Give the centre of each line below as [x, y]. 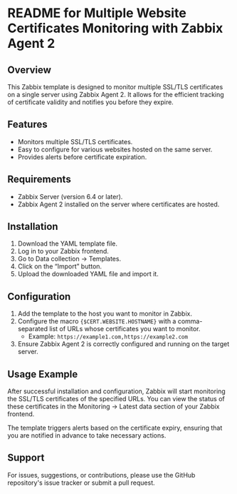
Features [27, 125]
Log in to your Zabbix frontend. [63, 251]
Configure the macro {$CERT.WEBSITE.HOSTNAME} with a [97, 321]
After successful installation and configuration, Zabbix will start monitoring [116, 391]
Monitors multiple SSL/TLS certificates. [75, 141]
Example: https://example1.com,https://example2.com [108, 336]
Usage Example [43, 374]
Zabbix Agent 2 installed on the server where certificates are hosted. [118, 204]
